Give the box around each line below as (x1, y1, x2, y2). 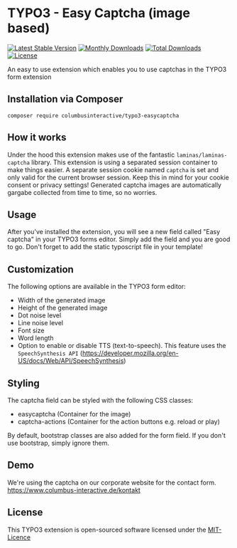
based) (7, 20, 50, 36)
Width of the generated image (17, 296, 106, 305)
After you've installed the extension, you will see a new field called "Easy (7, 228, 221, 236)
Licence (7, 532, 31, 542)
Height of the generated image (17, 304, 108, 312)
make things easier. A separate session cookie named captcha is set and (7, 165, 219, 174)
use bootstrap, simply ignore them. (7, 439, 110, 447)
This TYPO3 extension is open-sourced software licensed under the (7, 525, 206, 534)
